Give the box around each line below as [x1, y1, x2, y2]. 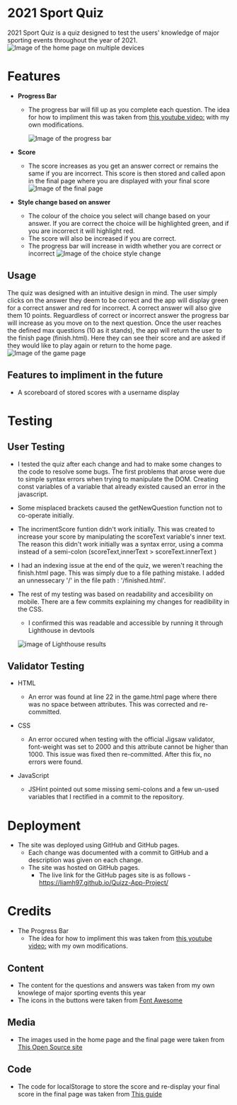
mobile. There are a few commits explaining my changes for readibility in [17, 597, 230, 606]
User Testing [7, 441, 65, 453]
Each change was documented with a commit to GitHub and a [28, 848, 209, 857]
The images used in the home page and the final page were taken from [17, 1035, 225, 1043]
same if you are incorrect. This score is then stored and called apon [28, 168, 226, 178]
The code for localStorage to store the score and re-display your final [17, 1082, 221, 1091]
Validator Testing [7, 660, 85, 672]
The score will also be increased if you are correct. [28, 234, 177, 242]
